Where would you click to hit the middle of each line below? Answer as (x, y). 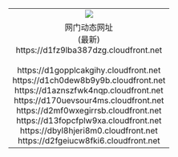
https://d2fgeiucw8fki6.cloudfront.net (89, 140)
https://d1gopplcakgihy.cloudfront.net (89, 70)
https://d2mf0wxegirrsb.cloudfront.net (89, 110)
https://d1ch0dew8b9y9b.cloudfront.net (89, 80)
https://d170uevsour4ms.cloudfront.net (89, 100)
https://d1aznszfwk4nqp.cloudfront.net (89, 90)
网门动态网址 (89, 27)
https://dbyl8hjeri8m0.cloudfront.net (89, 130)
